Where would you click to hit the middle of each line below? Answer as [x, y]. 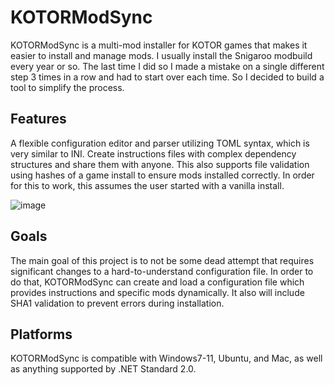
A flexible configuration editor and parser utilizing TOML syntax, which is [160, 143]
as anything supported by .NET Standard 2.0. [103, 369]
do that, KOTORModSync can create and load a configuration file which [157, 282]
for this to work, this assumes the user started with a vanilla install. [147, 185]
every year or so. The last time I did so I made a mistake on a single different [167, 66]
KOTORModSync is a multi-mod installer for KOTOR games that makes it [159, 45]
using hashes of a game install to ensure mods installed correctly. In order [162, 175]
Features [38, 119]
